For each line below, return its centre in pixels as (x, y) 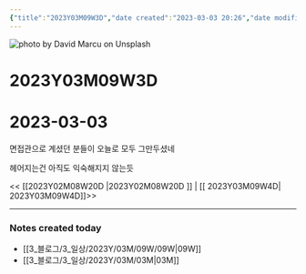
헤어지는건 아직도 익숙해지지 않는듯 (71, 167)
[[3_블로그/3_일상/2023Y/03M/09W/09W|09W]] (112, 249)
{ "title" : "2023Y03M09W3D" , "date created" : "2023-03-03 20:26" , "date (140, 18)
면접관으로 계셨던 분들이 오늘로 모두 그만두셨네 (92, 148)
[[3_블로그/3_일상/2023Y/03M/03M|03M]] (101, 260)
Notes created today (56, 228)
